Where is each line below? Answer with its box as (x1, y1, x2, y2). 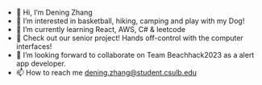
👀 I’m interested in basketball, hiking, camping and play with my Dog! (15, 16, 245, 26)
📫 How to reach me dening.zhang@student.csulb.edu (15, 68, 198, 77)
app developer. (15, 59, 66, 68)
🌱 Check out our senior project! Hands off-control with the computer (15, 33, 243, 42)
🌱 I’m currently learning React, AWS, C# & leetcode (15, 25, 186, 34)
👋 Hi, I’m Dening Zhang (15, 8, 93, 17)
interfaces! (15, 42, 52, 51)
